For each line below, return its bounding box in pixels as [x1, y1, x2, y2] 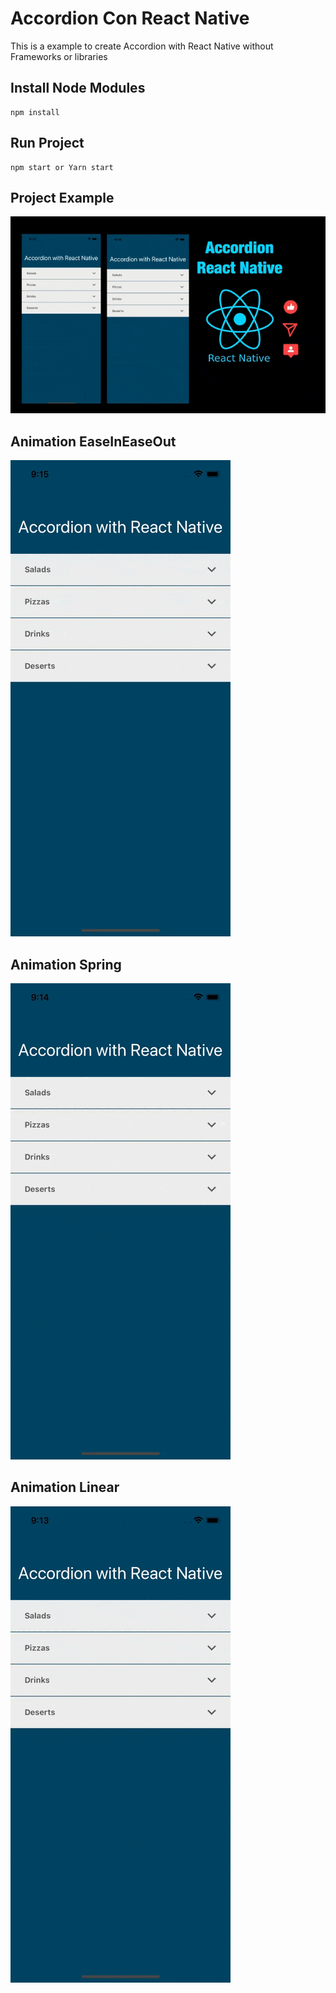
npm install [10, 107, 60, 117]
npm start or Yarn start [10, 162, 114, 172]
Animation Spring [10, 956, 122, 973]
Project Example [10, 189, 115, 206]
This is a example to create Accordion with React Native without [10, 40, 274, 52]
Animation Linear [10, 1479, 120, 1496]
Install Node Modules [10, 80, 146, 97]
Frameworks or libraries [10, 50, 108, 62]
